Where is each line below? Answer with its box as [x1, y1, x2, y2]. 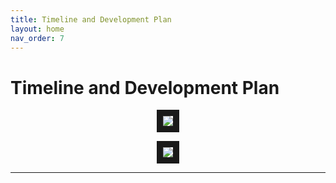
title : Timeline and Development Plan [10, 14, 172, 25]
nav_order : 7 [10, 33, 65, 43]
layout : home [10, 24, 65, 34]
